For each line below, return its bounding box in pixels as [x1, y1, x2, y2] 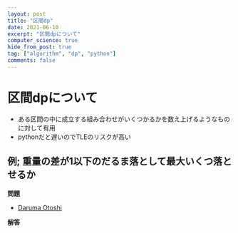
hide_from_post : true [7, 43, 72, 51]
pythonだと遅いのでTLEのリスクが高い [17, 133, 132, 141]
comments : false [7, 57, 56, 64]
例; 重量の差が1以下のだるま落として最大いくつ [7, 155, 214, 167]
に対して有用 [17, 123, 56, 132]
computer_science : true [7, 37, 78, 44]
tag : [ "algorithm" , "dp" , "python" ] [7, 51, 116, 58]
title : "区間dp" [7, 17, 53, 24]
